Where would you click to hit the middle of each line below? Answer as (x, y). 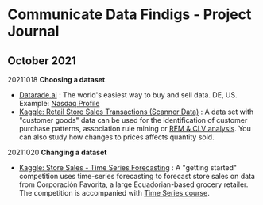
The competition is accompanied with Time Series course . (114, 193)
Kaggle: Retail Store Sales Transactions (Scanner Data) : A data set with (136, 112)
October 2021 (42, 61)
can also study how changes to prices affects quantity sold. (117, 137)
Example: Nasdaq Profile (59, 103)
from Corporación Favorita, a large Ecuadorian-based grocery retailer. (133, 184)
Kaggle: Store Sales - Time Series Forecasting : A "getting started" (128, 167)
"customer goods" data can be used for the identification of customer (133, 120)
